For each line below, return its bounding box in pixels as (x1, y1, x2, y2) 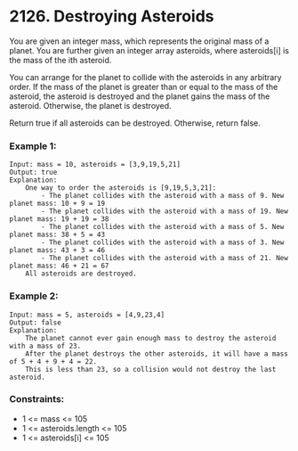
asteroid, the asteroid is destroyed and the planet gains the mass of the (9, 91, 270, 102)
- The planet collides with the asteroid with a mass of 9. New (41, 192, 285, 201)
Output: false (9, 318, 62, 327)
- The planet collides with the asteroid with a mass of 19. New (41, 207, 289, 216)
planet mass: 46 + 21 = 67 (9, 261, 109, 271)
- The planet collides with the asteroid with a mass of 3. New (41, 238, 285, 247)
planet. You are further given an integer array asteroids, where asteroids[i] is (9, 45, 289, 55)
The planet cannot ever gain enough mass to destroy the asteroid (25, 333, 277, 342)
